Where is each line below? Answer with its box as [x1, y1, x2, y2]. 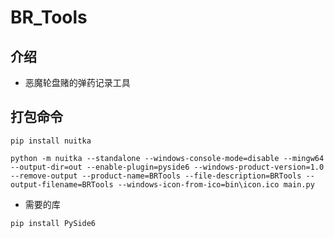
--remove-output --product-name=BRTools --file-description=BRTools [10, 171, 302, 181]
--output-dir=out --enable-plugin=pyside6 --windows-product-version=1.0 [10, 162, 325, 172]
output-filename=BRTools [10, 179, 114, 190]
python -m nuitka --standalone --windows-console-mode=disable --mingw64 [10, 153, 325, 163]
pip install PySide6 [10, 218, 97, 228]
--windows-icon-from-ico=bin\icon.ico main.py [117, 179, 315, 190]
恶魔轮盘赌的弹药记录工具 [24, 77, 131, 88]
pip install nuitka [10, 136, 92, 146]
